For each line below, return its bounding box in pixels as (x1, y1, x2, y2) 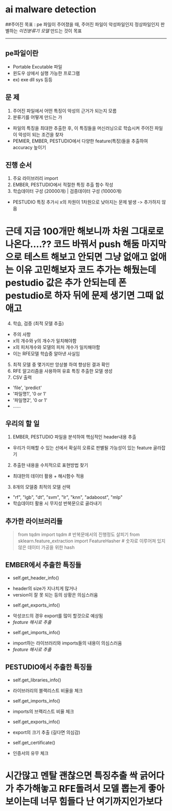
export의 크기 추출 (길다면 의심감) (12, 729, 80, 735)
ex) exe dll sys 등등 (12, 76, 53, 83)
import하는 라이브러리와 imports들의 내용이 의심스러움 (12, 640, 122, 646)
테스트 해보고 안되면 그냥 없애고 (24, 251, 148, 263)
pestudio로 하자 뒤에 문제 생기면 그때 (5, 289, 154, 301)
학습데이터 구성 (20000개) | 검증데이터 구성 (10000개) (12, 188, 122, 194)
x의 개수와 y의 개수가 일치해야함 (12, 338, 77, 344)
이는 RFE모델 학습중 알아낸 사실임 (12, 351, 80, 357)
